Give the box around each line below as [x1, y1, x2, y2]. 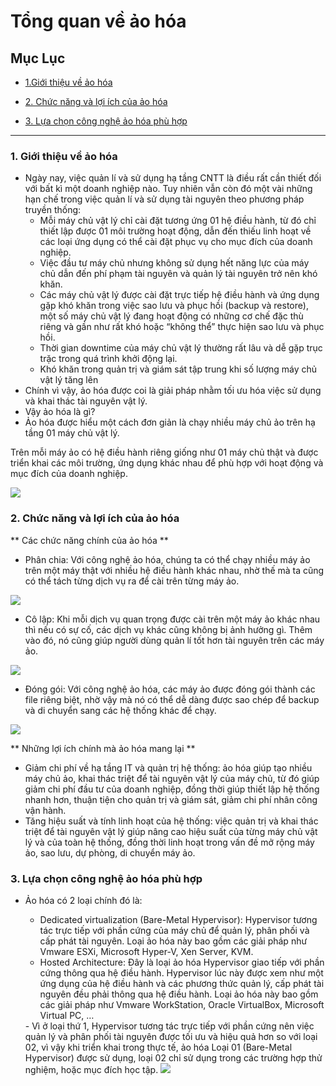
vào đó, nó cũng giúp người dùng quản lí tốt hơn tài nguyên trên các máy [24, 634, 325, 646]
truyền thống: [24, 204, 82, 216]
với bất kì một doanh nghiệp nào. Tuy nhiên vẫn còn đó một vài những [24, 183, 313, 195]
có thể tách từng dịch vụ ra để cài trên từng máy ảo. [24, 575, 240, 587]
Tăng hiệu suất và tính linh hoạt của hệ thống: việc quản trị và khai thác [24, 815, 319, 827]
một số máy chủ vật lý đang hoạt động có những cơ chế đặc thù [39, 310, 304, 322]
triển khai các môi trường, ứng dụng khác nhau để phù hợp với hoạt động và [10, 457, 324, 469]
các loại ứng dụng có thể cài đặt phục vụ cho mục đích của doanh [39, 236, 313, 248]
